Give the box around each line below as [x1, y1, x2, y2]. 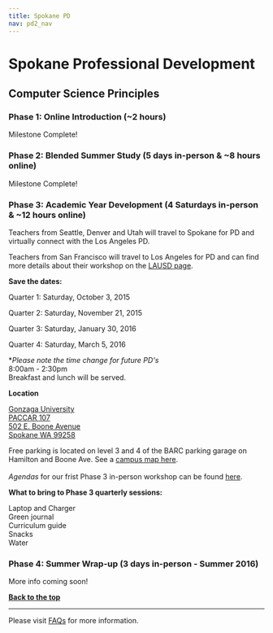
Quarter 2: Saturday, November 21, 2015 [8, 308, 143, 317]
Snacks [8, 529, 34, 539]
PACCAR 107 [8, 413, 51, 422]
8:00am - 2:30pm [8, 364, 67, 373]
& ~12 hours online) [8, 209, 87, 220]
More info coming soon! [8, 577, 89, 587]
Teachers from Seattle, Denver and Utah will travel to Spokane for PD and [8, 227, 254, 237]
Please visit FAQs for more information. [8, 616, 140, 626]
